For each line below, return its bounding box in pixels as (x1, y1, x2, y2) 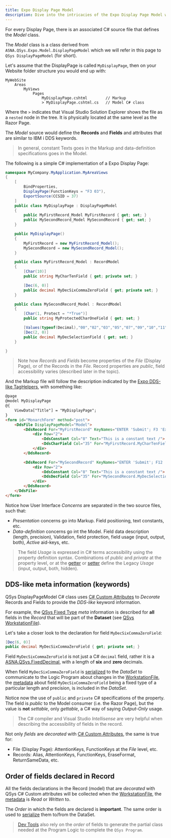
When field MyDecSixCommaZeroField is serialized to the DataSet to (5, 669, 142, 675)
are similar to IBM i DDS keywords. (5, 135, 78, 141)
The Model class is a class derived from (5, 41, 89, 47)
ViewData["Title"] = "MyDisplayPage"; (14, 408, 97, 413)
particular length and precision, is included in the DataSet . (5, 685, 127, 691)
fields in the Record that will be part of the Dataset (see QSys (5, 614, 134, 620)
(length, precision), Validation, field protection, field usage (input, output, (12, 534, 165, 540)
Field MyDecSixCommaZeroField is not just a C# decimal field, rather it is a (5, 653, 155, 659)
